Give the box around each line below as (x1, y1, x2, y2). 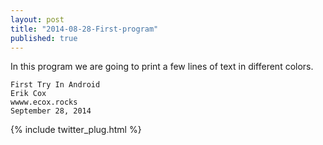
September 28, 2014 (10, 106, 92, 116)
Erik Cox (10, 89, 47, 99)
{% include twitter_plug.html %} (10, 124, 142, 136)
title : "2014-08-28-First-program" (10, 24, 159, 34)
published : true (10, 33, 78, 43)
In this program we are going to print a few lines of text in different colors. (10, 61, 314, 73)
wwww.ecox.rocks (10, 97, 78, 108)
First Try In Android (10, 80, 101, 90)
